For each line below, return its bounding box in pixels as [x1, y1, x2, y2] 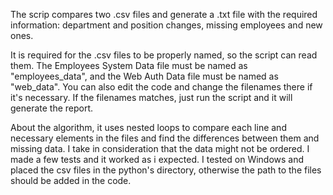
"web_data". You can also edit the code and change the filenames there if [10, 81, 313, 93]
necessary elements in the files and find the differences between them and [10, 132, 320, 144]
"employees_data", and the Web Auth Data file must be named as [10, 70, 279, 82]
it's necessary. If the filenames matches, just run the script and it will [10, 92, 293, 103]
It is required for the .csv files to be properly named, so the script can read [10, 49, 318, 61]
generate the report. [10, 102, 94, 114]
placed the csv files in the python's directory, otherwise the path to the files [10, 164, 322, 176]
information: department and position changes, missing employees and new [10, 19, 323, 31]
